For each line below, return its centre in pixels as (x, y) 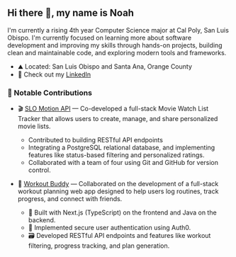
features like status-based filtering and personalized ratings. (116, 155)
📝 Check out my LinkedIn (54, 74)
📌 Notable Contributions (50, 93)
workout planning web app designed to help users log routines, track (118, 191)
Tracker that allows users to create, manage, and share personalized (118, 119)
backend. (42, 220)
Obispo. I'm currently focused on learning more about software (100, 38)
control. (39, 170)
